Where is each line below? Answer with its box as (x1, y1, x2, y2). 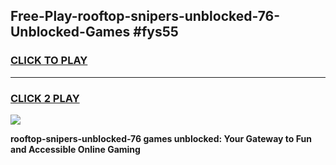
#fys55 (133, 24, 179, 41)
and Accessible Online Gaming (10, 143, 141, 155)
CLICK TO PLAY (10, 54, 88, 68)
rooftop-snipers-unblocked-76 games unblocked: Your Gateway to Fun (10, 132, 312, 144)
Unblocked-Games (10, 24, 131, 41)
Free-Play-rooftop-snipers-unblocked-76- (10, 8, 281, 25)
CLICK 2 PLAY (10, 91, 80, 105)
